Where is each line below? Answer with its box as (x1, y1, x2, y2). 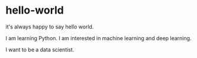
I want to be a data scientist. (5, 46, 75, 53)
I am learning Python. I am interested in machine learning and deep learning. (5, 34, 192, 41)
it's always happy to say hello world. (5, 23, 94, 30)
